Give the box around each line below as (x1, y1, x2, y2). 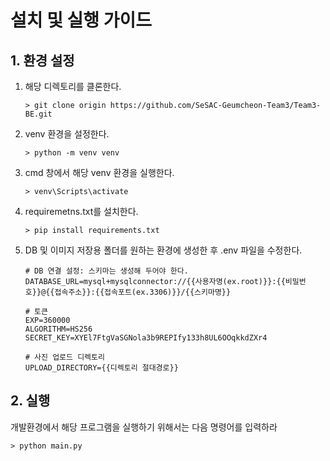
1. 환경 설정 (10, 52, 75, 69)
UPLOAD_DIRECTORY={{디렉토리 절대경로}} (24, 363, 179, 373)
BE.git (24, 109, 53, 119)
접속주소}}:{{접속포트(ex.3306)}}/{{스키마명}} (54, 287, 232, 297)
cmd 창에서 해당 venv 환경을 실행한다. (24, 167, 175, 178)
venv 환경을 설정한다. (24, 128, 110, 140)
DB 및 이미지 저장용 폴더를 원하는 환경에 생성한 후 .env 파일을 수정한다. (24, 244, 303, 256)
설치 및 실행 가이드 (10, 9, 152, 32)
